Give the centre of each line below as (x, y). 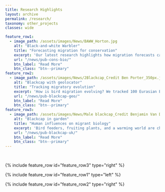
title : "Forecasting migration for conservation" (66, 50)
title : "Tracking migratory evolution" (55, 87)
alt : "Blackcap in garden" (41, 119)
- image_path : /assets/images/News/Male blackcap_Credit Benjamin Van (83, 114)
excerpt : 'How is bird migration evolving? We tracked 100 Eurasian (85, 91)
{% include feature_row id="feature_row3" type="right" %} (65, 165)
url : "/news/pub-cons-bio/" (42, 59)
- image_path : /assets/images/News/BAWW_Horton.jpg (64, 41)
